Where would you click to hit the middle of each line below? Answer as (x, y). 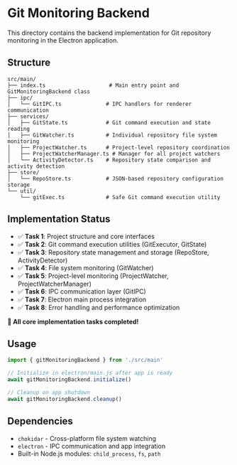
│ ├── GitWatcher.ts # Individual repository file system (112, 135)
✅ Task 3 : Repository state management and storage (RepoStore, (113, 252)
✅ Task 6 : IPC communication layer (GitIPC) (82, 291)
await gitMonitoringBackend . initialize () (70, 380)
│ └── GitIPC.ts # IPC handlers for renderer (100, 104)
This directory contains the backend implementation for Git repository (109, 33)
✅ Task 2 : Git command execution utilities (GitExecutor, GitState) (112, 244)
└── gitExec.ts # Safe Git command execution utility (120, 197)
